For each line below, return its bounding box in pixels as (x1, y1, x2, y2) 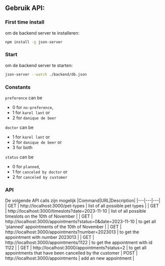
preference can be (5, 95, 43, 101)
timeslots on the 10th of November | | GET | (5, 213, 93, 219)
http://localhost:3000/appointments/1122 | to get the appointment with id (5, 239, 153, 246)
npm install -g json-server (5, 39, 63, 44)
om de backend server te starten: (5, 62, 73, 68)
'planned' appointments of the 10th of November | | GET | (5, 224, 122, 230)
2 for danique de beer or (12, 139, 62, 145)
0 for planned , (12, 164, 40, 170)
